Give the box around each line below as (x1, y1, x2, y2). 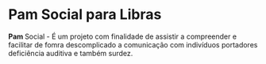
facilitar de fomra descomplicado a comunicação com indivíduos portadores (8, 40, 258, 49)
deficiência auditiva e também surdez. (8, 48, 133, 58)
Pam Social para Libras (8, 6, 162, 24)
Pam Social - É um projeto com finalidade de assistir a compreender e (8, 32, 237, 41)
